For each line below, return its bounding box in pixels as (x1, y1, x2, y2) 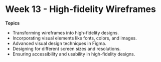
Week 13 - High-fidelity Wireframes (5, 3, 156, 15)
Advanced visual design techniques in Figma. (12, 40, 107, 46)
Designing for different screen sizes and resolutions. (12, 45, 121, 51)
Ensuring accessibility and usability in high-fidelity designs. (12, 51, 135, 57)
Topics (5, 20, 20, 26)
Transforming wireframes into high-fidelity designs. (12, 29, 119, 35)
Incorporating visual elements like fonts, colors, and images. (12, 35, 137, 41)
